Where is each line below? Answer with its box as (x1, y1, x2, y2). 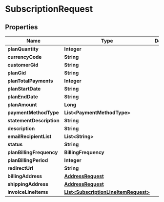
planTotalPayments (7, 77, 53, 84)
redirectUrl (7, 165, 33, 172)
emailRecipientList (7, 133, 52, 140)
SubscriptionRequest (5, 3, 93, 15)
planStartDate (7, 86, 41, 92)
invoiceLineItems (7, 189, 48, 195)
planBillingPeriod (7, 157, 48, 163)
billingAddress (7, 173, 42, 180)
